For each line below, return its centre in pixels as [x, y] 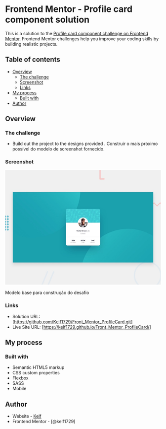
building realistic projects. [31, 44]
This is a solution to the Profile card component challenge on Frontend [77, 33]
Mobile [19, 389]
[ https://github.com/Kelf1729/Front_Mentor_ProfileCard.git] [72, 322]
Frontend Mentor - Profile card [69, 9]
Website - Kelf [27, 416]
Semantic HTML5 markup [38, 367]
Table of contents [33, 60]
